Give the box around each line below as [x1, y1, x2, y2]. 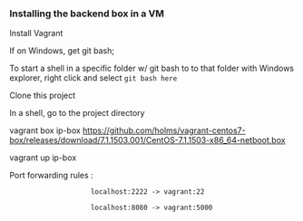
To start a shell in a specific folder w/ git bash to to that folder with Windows [9, 62, 295, 74]
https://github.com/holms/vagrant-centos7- [83, 125, 247, 136]
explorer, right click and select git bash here [9, 72, 178, 83]
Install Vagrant [9, 28, 64, 39]
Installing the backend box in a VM [9, 7, 165, 20]
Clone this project [9, 90, 76, 101]
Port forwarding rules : [9, 170, 93, 181]
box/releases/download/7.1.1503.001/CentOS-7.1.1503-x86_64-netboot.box [9, 135, 286, 146]
